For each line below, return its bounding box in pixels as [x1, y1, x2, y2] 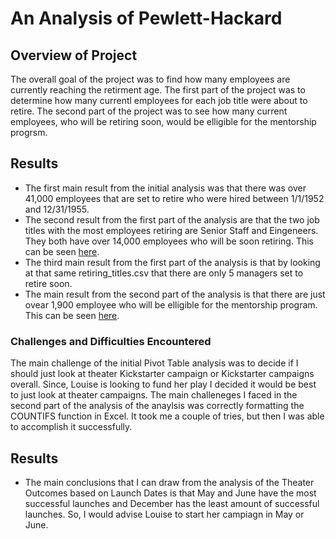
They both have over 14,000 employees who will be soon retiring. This [24, 235, 315, 247]
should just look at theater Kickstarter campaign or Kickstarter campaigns [10, 368, 315, 380]
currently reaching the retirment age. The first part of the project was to [10, 84, 306, 96]
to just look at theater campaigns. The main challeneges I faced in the [10, 389, 298, 401]
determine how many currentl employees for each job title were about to [10, 95, 308, 106]
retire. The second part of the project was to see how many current [10, 105, 288, 117]
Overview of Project [10, 47, 138, 64]
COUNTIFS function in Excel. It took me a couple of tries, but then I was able [10, 410, 325, 422]
